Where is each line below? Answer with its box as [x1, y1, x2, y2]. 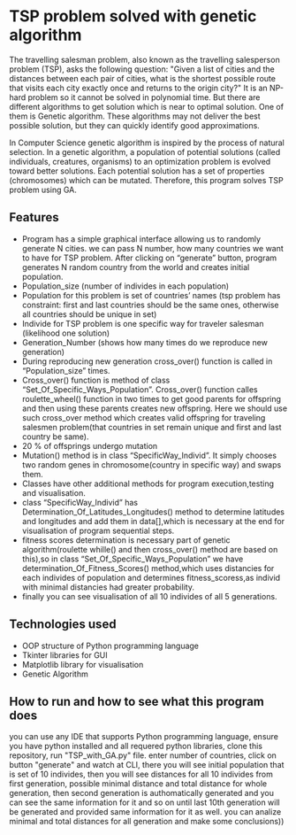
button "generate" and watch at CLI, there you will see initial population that [9, 760, 285, 770]
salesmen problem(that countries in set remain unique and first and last [21, 421, 282, 432]
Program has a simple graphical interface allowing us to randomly [21, 233, 262, 244]
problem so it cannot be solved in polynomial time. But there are [27, 91, 261, 103]
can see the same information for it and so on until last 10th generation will [9, 797, 280, 808]
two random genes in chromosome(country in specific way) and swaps [21, 459, 282, 470]
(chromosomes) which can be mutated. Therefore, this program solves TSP [9, 174, 285, 185]
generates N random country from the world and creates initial [21, 261, 250, 272]
